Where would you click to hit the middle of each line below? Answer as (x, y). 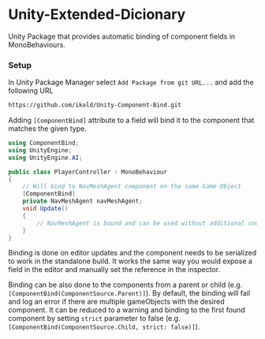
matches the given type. (47, 129)
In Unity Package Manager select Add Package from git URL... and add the (131, 82)
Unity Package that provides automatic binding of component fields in (122, 36)
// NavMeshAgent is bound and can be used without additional (141, 223)
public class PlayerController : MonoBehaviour (88, 172)
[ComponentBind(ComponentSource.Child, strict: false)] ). (104, 327)
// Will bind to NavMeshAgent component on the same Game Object (132, 187)
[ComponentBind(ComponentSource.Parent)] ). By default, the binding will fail (129, 293)
